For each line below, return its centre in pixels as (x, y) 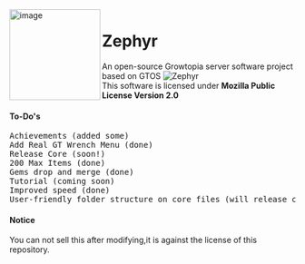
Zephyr (130, 41)
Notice (22, 220)
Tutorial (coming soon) (62, 181)
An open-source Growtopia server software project (197, 66)
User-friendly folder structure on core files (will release (148, 200)
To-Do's (25, 116)
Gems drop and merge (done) (72, 172)
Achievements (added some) (69, 136)
